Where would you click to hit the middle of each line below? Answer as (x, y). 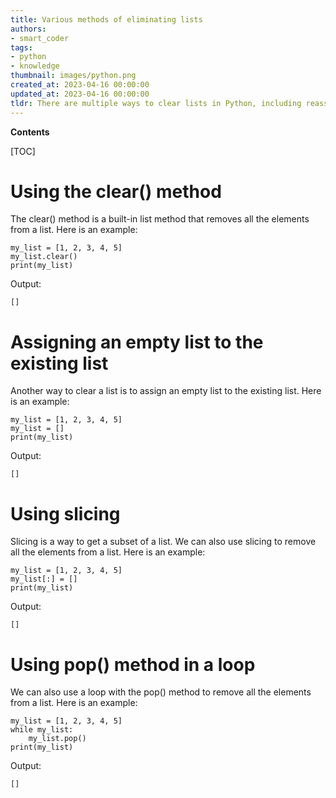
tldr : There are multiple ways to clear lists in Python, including (156, 103)
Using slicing (65, 513)
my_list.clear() (44, 257)
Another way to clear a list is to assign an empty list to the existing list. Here (166, 391)
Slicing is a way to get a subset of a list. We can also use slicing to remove (163, 542)
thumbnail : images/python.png (73, 76)
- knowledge (35, 66)
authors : (28, 29)
